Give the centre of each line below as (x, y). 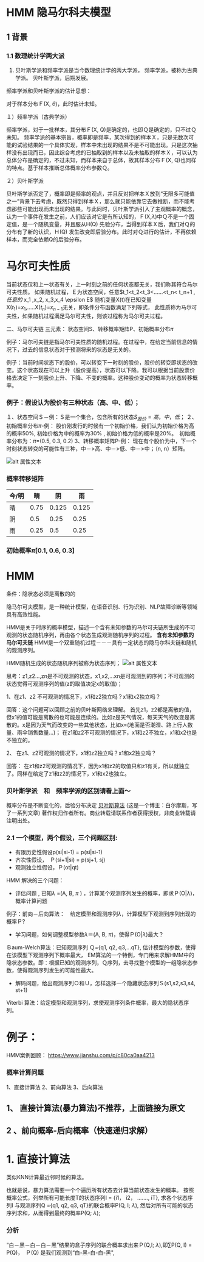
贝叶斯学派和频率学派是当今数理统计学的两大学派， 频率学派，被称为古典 (106, 70)
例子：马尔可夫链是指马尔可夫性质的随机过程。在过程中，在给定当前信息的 (99, 341)
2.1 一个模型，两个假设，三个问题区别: (62, 838)
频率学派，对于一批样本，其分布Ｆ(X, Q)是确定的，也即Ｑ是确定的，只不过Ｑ (101, 129)
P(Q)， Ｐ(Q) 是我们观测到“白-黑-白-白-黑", (61, 1252)
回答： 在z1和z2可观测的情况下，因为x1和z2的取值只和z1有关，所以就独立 (98, 766)
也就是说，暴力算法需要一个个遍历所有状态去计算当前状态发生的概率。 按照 (100, 1190)
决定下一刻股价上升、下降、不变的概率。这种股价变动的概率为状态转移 (104, 377)
